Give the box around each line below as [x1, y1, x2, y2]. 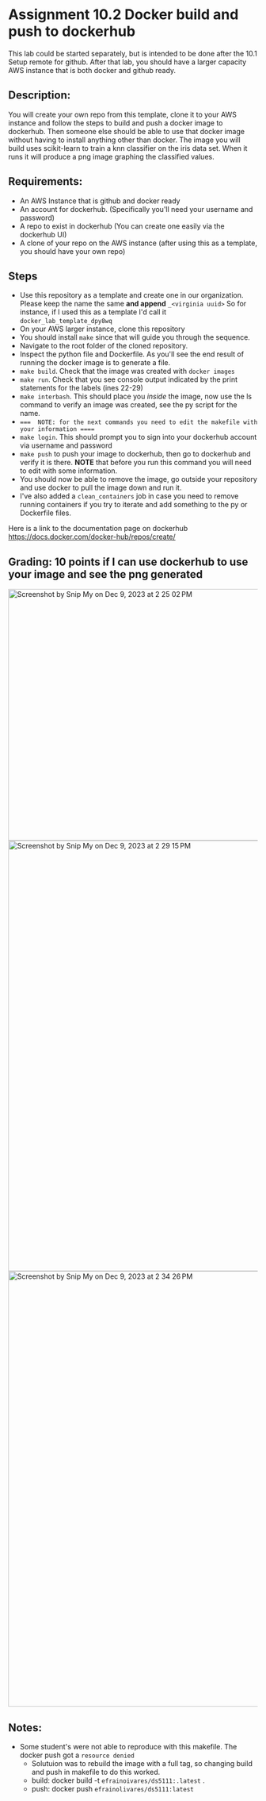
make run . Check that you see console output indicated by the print [19, 375, 238, 384]
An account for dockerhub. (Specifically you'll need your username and [19, 204, 253, 214]
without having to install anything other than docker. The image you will [8, 135, 241, 144]
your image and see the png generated [8, 568, 203, 581]
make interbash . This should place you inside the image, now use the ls [19, 391, 252, 402]
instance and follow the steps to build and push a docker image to [8, 117, 223, 128]
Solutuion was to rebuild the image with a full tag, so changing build [31, 1759, 253, 1768]
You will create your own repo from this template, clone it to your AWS [8, 110, 237, 119]
